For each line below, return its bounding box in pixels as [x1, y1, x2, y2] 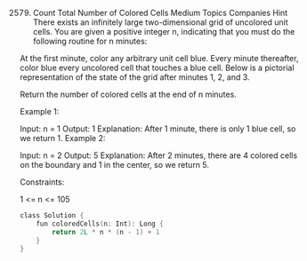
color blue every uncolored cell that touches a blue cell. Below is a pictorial [20, 62, 295, 73]
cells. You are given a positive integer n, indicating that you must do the [32, 27, 295, 36]
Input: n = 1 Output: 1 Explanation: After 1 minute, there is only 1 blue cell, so [20, 123, 296, 134]
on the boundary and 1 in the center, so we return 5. [20, 160, 209, 170]
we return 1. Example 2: [20, 133, 106, 143]
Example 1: [20, 107, 60, 116]
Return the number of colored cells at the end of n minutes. [20, 89, 238, 99]
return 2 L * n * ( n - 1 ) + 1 [52, 227, 160, 236]
